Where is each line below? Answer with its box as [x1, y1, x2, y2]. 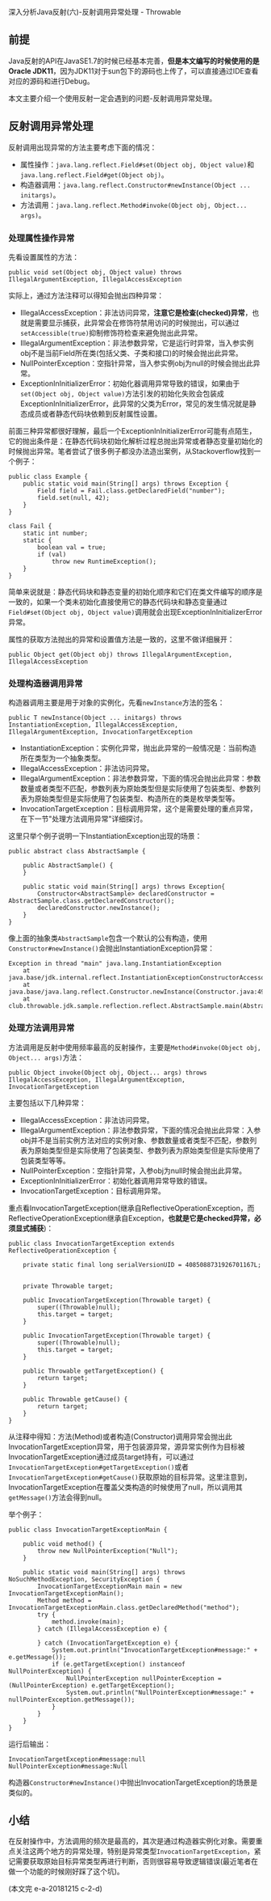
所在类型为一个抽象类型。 [19, 753, 106, 763]
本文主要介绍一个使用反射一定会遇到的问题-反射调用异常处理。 [8, 93, 217, 103]
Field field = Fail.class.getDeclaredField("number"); [37, 486, 226, 495]
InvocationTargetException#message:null [8, 1755, 147, 1763]
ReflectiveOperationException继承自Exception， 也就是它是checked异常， [8, 1213, 255, 1223]
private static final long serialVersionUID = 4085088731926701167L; [23, 1260, 262, 1268]
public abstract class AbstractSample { [8, 848, 147, 856]
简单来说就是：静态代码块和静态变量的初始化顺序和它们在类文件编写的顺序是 [8, 586, 263, 596]
